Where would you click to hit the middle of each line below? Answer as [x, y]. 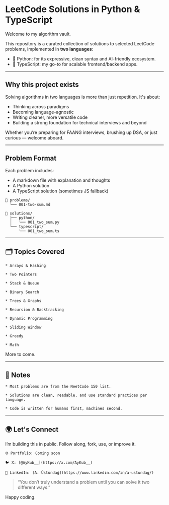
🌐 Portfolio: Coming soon [33, 453]
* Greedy [14, 336]
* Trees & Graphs [23, 301]
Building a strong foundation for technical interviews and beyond [79, 122]
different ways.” [34, 487]
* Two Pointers [21, 275]
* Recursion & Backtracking [35, 310]
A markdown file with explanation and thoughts [61, 180]
